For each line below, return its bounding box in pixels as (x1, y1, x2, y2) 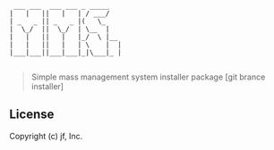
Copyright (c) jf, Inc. (9, 130, 83, 141)
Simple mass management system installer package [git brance (30, 71, 266, 82)
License (9, 107, 55, 122)
